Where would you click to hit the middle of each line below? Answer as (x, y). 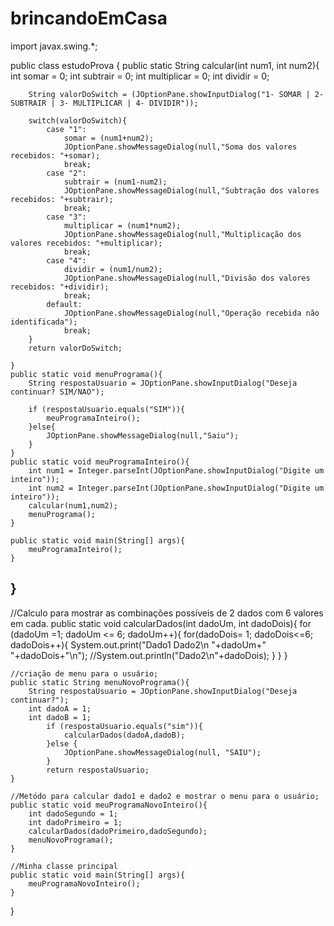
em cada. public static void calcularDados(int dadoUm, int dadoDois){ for (161, 623)
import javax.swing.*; (54, 46)
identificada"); (44, 322)
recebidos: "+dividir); (60, 287)
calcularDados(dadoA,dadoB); (124, 735)
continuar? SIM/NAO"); (57, 392)
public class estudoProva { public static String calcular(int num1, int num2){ (165, 65)
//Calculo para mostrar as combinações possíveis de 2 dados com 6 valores (167, 613)
